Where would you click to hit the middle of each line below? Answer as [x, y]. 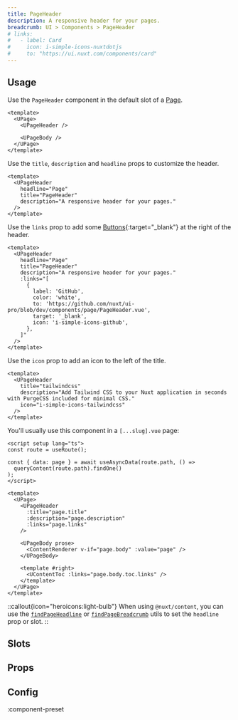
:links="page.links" [56, 524]
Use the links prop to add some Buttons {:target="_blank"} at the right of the [119, 227]
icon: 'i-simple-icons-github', [81, 322]
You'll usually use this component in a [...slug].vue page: [93, 430]
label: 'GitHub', [58, 291]
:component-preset [36, 709]
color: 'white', [57, 297]
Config [23, 692]
